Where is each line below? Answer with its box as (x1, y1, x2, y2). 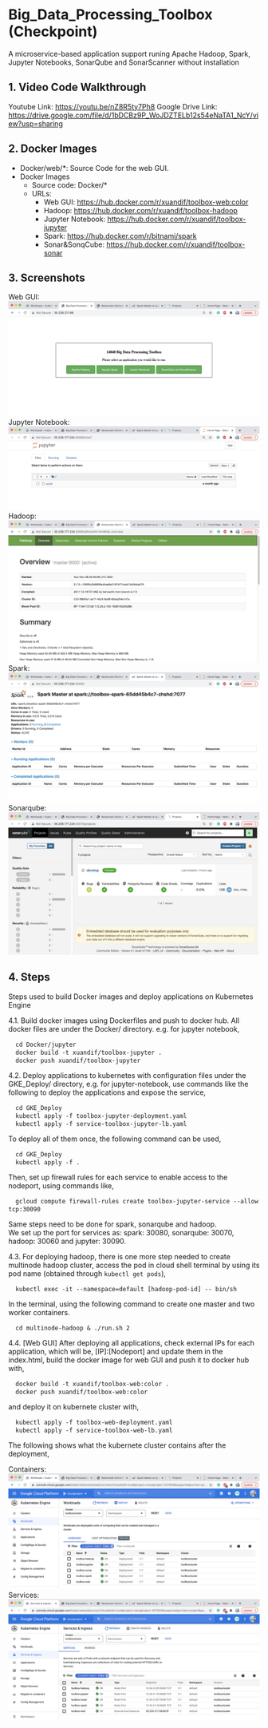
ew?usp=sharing (8, 118, 64, 129)
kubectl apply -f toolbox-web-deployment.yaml (15, 1418, 173, 1426)
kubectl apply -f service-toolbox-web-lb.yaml (15, 1426, 173, 1434)
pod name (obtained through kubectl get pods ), (8, 1268, 166, 1278)
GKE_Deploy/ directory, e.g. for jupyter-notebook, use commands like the (8, 1079, 249, 1088)
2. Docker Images (8, 142, 97, 156)
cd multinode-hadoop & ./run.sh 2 (15, 1324, 130, 1332)
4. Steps (8, 970, 50, 984)
